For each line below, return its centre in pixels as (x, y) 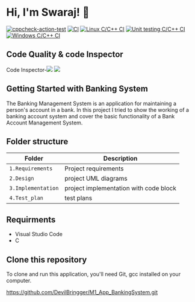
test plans (78, 198)
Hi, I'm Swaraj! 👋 (48, 12)
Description (120, 158)
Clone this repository (47, 259)
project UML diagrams (96, 179)
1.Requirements (31, 169)
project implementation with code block (120, 188)
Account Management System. (45, 123)
